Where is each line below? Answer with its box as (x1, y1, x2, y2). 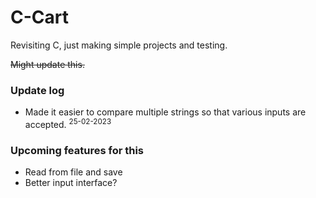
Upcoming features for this (10, 143, 145, 157)
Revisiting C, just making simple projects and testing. (10, 39, 228, 51)
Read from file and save (24, 166, 123, 178)
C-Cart (10, 6, 69, 29)
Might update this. (10, 58, 85, 70)
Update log (10, 83, 65, 97)
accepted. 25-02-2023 (24, 117, 112, 130)
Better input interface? (24, 177, 118, 189)
